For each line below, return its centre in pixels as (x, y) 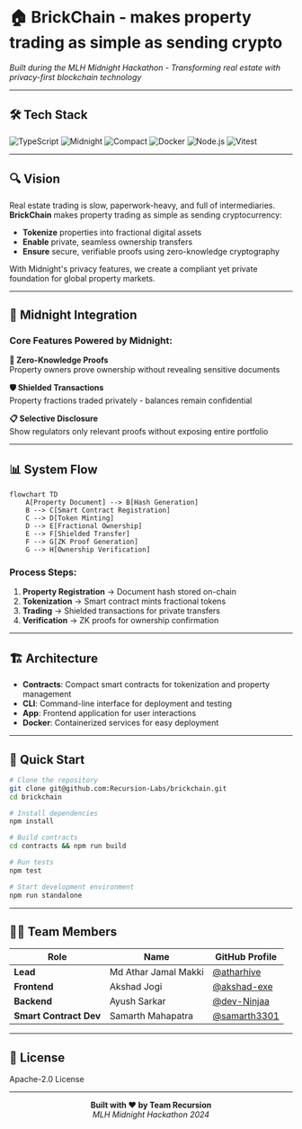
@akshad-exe (243, 987)
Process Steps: (43, 572)
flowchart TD (34, 495)
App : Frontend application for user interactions (109, 713)
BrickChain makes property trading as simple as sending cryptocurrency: (146, 215)
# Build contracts (44, 838)
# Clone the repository (54, 780)
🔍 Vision (35, 179)
